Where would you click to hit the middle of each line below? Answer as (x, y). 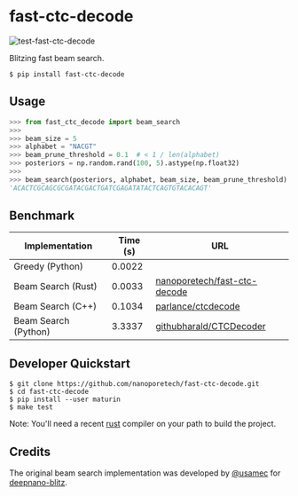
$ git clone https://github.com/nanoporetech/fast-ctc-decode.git (134, 384)
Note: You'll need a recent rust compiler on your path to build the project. (143, 424)
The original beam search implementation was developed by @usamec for (145, 473)
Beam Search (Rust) (55, 287)
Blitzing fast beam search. (57, 58)
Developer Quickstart (70, 363)
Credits (30, 451)
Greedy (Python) (49, 266)
